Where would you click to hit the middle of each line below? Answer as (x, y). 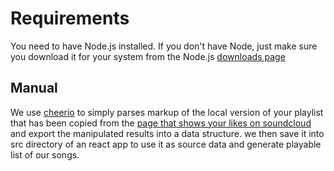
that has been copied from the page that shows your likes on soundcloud (161, 123)
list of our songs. (45, 154)
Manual (34, 88)
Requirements (70, 18)
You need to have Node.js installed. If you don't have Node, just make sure (164, 46)
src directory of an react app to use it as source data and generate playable (166, 144)
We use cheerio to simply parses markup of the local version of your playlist (167, 112)
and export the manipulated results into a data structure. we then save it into (167, 133)
